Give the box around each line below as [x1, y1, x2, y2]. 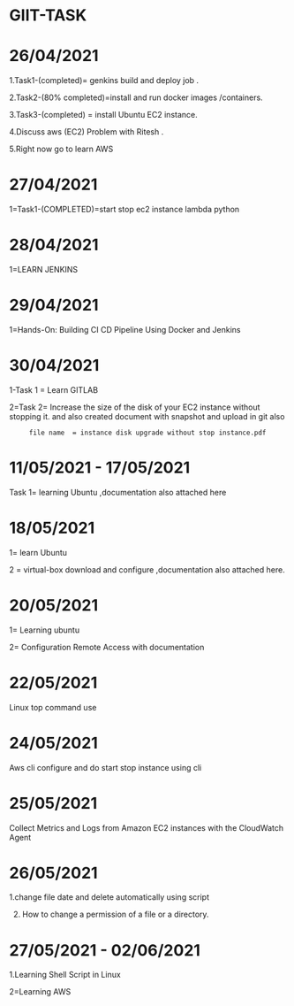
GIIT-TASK [9, 5, 87, 26]
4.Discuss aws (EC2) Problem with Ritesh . [9, 127, 164, 137]
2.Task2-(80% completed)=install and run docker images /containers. [9, 92, 263, 103]
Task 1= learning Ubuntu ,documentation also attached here [9, 487, 227, 497]
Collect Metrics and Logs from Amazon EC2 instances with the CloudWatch [9, 822, 284, 833]
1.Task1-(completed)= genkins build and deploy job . [9, 75, 200, 86]
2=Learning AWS [9, 987, 72, 997]
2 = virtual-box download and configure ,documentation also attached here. [9, 564, 285, 575]
